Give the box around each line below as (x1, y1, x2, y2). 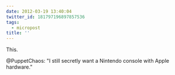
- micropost (11, 24, 41, 31)
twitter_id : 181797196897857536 (6, 14, 85, 20)
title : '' (6, 30, 30, 36)
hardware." (6, 63, 33, 70)
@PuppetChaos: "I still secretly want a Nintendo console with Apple (6, 58, 170, 65)
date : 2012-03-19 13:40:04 (6, 8, 72, 15)
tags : (6, 19, 19, 25)
